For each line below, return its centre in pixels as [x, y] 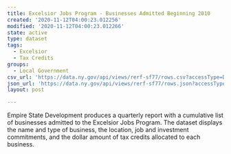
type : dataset [27, 39]
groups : [18, 64]
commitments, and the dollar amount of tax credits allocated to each [104, 137]
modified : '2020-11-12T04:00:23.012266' [66, 26]
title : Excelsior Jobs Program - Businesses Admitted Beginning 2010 [109, 13]
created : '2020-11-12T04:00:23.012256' [64, 20]
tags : [15, 45]
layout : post [26, 90]
